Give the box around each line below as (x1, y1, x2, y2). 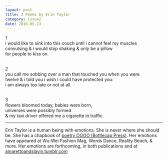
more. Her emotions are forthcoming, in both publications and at (5, 143, 137, 149)
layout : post (5, 7, 32, 12)
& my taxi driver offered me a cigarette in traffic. (5, 113, 104, 119)
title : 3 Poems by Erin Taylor (5, 12, 70, 17)
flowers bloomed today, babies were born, (5, 102, 92, 108)
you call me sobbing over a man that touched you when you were (5, 71, 140, 77)
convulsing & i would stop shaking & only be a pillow (5, 45, 113, 51)
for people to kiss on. (5, 51, 49, 57)
